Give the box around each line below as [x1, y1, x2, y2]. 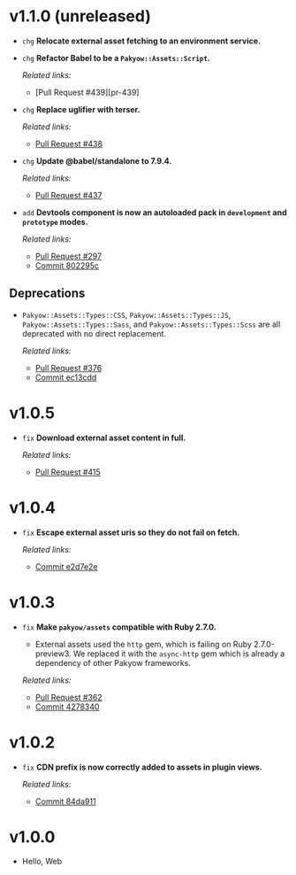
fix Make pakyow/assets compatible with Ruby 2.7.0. [21, 622, 216, 632]
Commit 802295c [34, 259, 100, 271]
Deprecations [9, 286, 86, 301]
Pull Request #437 [34, 190, 102, 200]
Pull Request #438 [34, 138, 103, 149]
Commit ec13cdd [34, 372, 97, 383]
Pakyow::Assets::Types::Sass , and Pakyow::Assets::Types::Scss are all [21, 319, 281, 329]
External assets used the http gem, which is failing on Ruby [34, 639, 252, 649]
